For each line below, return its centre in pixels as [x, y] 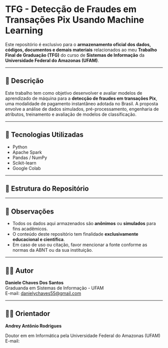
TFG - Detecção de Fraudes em [71, 9]
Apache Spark [27, 152]
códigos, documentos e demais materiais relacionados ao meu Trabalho [81, 50]
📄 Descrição [24, 81]
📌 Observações [29, 211]
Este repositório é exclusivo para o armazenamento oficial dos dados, [78, 44]
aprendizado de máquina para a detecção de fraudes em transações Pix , [81, 98]
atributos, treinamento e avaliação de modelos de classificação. [71, 114]
